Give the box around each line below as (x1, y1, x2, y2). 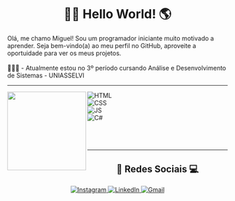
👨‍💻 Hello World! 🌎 (63, 6, 172, 22)
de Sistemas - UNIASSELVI (7, 71, 85, 80)
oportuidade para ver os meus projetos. (7, 49, 122, 57)
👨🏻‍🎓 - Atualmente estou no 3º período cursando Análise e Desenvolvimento (7, 64, 227, 72)
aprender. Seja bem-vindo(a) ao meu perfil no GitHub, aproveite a (7, 41, 197, 50)
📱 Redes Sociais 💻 (116, 163, 199, 175)
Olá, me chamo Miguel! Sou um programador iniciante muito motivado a (7, 33, 215, 43)
